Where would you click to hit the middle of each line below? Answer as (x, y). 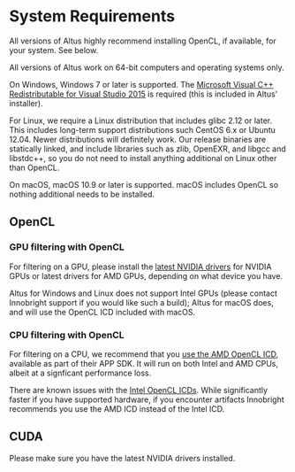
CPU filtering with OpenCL (67, 335)
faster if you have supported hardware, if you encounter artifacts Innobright (147, 399)
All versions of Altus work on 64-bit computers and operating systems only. (147, 67)
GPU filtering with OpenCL (67, 247)
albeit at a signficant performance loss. (80, 373)
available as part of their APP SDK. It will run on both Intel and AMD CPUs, (144, 363)
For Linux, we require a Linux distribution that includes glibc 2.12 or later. (140, 120)
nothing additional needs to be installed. (82, 194)
